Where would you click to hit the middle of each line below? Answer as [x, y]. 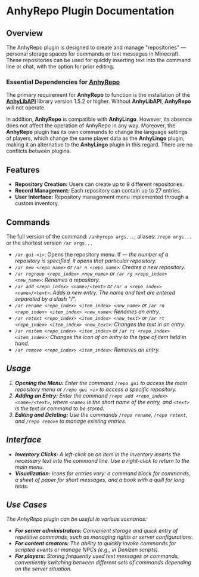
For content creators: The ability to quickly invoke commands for [96, 544]
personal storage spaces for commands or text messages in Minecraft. [93, 54]
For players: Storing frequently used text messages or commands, [97, 556]
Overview [25, 33]
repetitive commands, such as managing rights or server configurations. [104, 537]
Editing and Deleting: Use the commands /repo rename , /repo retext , [101, 414]
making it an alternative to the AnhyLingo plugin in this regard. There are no [99, 145]
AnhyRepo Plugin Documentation [90, 11]
